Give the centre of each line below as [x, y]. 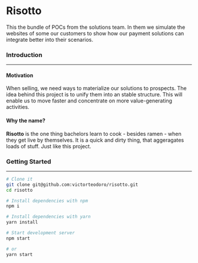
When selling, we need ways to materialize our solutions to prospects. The [96, 88]
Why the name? [26, 121]
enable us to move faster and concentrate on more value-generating [89, 101]
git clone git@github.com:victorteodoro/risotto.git [72, 184]
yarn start [19, 254]
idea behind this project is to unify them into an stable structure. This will [94, 95]
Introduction [24, 55]
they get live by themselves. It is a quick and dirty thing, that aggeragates [95, 140]
